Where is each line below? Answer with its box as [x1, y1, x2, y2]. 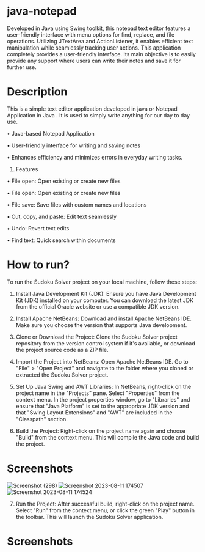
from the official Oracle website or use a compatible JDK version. [15, 303, 180, 310]
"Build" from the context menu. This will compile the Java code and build [15, 433, 200, 441]
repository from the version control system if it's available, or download [15, 339, 195, 347]
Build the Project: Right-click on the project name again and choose [15, 427, 185, 435]
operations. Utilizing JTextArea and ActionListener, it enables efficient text [7, 37, 193, 45]
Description [7, 85, 68, 99]
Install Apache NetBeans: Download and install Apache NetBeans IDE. [15, 315, 192, 322]
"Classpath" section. [15, 415, 68, 422]
